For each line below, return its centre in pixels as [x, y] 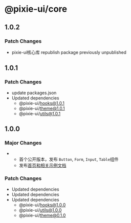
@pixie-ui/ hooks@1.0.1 [42, 103]
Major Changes [23, 143]
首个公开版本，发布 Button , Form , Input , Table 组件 [69, 159]
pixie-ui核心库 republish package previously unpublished [69, 52]
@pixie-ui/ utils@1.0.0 [40, 210]
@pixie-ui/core [36, 9]
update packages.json [34, 93]
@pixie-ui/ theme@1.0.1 [42, 108]
